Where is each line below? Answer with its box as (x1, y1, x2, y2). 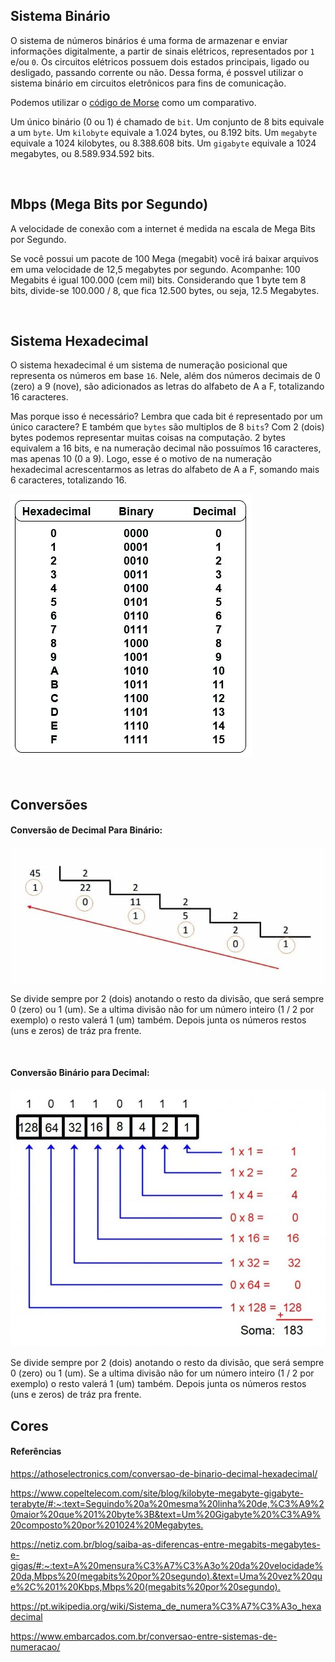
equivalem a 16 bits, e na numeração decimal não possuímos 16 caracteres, (10, 442, 322, 454)
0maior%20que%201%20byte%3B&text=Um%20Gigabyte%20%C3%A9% (10, 1508, 322, 1520)
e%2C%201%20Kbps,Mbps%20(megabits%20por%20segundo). (10, 1580, 281, 1593)
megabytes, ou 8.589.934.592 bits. (10, 147, 155, 159)
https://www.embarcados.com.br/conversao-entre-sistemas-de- (10, 1630, 278, 1642)
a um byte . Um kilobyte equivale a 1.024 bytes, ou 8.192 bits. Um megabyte (10, 126, 318, 138)
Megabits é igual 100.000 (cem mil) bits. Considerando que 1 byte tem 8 (10, 274, 307, 286)
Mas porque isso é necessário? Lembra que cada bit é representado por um (10, 410, 323, 423)
